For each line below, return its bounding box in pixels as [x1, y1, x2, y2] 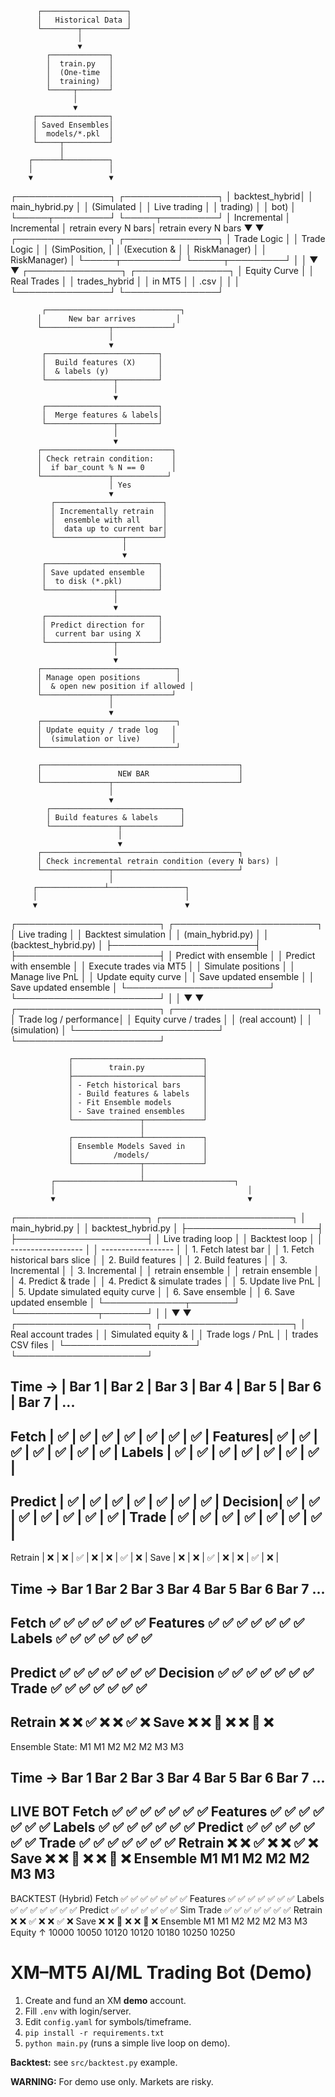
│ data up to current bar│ [50, 524, 168, 534]
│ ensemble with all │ [50, 515, 168, 525]
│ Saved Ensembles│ [32, 120, 114, 130]
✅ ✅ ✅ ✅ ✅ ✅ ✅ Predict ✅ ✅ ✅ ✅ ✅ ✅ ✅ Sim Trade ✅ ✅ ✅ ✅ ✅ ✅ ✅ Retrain [10, 1903, 323, 1916]
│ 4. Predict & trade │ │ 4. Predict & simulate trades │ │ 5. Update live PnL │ [10, 1275, 323, 1287]
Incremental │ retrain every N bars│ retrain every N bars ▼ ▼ [10, 222, 265, 234]
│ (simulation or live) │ [36, 734, 177, 744]
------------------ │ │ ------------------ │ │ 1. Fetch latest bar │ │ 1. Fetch [10, 1243, 315, 1255]
